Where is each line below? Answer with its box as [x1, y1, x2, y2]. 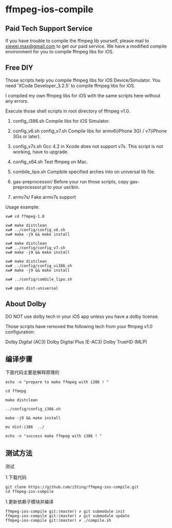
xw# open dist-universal [5, 286, 59, 291]
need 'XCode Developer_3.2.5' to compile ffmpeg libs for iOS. [5, 82, 136, 88]
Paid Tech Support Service [5, 24, 92, 33]
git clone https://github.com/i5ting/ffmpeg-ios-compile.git [5, 484, 139, 490]
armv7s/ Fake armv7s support [12, 194, 76, 200]
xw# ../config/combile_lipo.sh [5, 276, 72, 282]
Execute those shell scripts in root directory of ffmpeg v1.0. [5, 108, 130, 114]
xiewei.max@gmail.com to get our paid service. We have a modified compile [5, 43, 167, 49]
